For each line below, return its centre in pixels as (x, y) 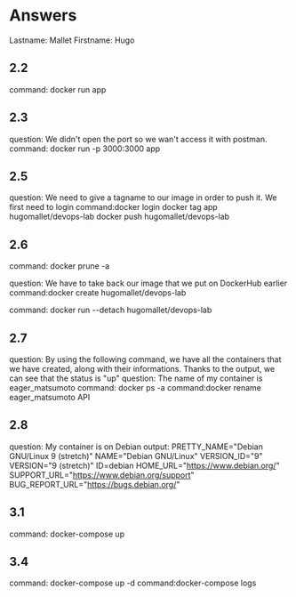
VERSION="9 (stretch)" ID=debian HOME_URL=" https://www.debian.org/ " (144, 465)
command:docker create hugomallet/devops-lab (98, 293)
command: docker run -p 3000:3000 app (85, 149)
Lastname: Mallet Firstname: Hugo (72, 40)
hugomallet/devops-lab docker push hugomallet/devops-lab (119, 217)
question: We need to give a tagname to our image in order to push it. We (143, 198)
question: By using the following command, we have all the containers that (145, 359)
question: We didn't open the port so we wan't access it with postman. (138, 139)
